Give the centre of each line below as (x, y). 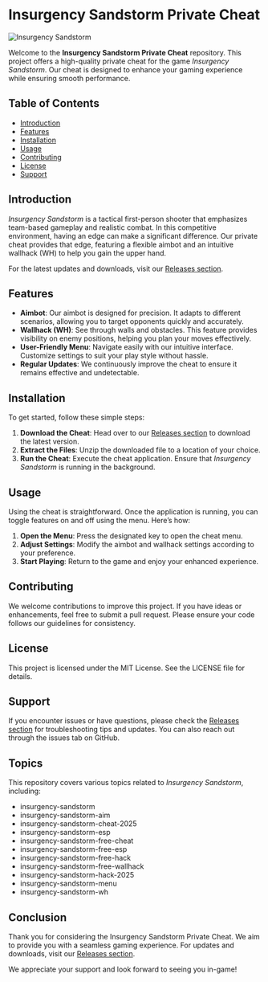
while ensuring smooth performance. (69, 78)
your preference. (48, 553)
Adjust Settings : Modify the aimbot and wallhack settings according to (137, 544)
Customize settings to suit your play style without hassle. (114, 356)
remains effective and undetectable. (79, 373)
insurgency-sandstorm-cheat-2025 (79, 824)
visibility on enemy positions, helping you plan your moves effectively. (136, 338)
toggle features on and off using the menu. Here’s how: (99, 520)
